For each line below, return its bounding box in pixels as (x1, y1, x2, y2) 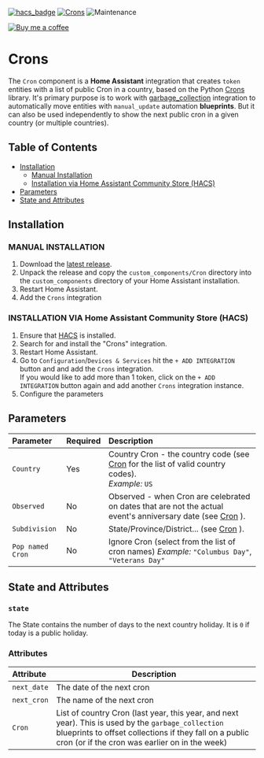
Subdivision (12, 524, 57, 533)
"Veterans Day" (108, 556, 165, 564)
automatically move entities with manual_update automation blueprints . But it (8, 101, 255, 110)
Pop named (12, 542, 49, 551)
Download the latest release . (19, 260, 112, 269)
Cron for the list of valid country (108, 458, 226, 469)
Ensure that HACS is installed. (19, 331, 116, 340)
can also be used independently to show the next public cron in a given (8, 109, 240, 119)
